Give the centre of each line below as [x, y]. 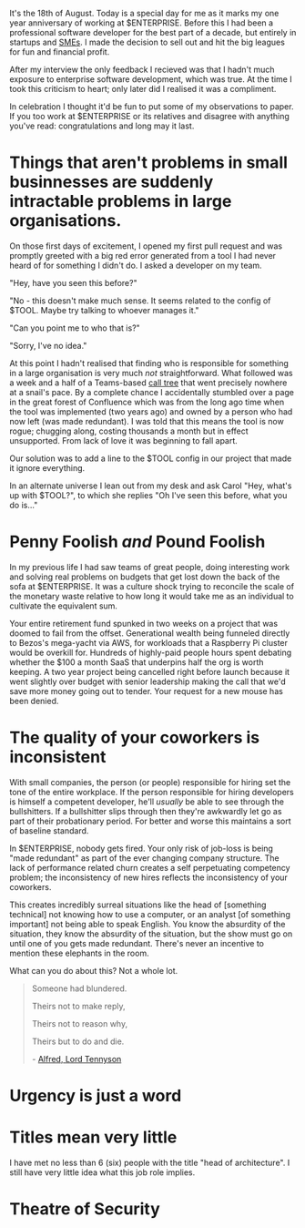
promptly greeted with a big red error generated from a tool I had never [142, 255]
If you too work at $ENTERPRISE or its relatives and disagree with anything [149, 116]
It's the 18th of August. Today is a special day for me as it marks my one [144, 13]
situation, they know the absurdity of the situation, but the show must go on [151, 934]
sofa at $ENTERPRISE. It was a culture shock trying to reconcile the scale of [152, 586]
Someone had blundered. [79, 988]
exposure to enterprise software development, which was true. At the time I [151, 79]
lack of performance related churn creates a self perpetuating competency [150, 867]
